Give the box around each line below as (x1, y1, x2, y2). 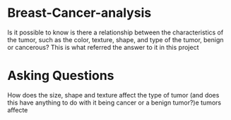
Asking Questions (7, 68, 114, 84)
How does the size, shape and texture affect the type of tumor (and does (7, 91, 220, 99)
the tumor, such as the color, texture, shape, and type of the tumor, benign (7, 35, 224, 44)
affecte (7, 105, 28, 114)
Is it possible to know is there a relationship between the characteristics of (7, 28, 224, 36)
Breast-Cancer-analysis (7, 5, 152, 21)
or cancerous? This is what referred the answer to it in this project (7, 43, 199, 51)
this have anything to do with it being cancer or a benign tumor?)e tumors (7, 98, 221, 107)
